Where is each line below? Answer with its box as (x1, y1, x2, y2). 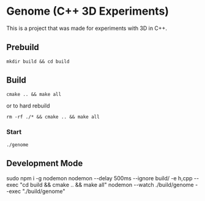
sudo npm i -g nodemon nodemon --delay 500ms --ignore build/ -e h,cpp (6, 174, 193, 181)
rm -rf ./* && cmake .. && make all (6, 114, 100, 120)
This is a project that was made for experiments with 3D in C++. (6, 24, 167, 32)
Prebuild (6, 42, 40, 53)
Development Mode (6, 158, 83, 169)
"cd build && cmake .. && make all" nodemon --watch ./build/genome (20, 181, 194, 188)
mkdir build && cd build (6, 58, 70, 65)
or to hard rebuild (6, 102, 50, 109)
